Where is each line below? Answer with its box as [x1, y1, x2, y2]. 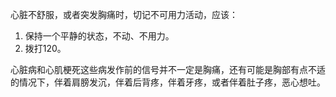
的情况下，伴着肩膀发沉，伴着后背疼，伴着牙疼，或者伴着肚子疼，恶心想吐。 [10, 76, 326, 88]
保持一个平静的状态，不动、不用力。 [24, 30, 175, 42]
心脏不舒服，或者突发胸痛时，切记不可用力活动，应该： [10, 9, 238, 20]
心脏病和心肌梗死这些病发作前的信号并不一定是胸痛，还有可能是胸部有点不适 [10, 64, 326, 75]
